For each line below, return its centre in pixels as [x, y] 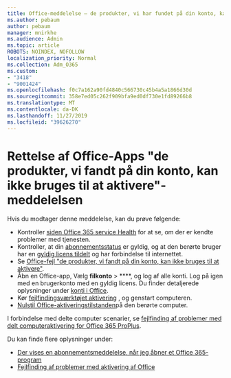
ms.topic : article [33, 45]
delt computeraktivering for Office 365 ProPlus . [74, 326]
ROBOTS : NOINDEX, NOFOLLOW [46, 52]
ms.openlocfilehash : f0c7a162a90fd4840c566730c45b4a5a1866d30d [100, 90]
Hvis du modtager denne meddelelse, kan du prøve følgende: [94, 219]
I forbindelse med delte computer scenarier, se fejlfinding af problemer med [114, 319]
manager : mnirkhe [32, 33]
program [29, 360]
